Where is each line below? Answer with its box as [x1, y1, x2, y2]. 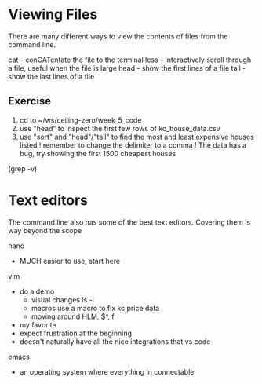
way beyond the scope [8, 225, 82, 235]
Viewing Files [8, 5, 98, 24]
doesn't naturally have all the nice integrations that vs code [19, 336, 211, 346]
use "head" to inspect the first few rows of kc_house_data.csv [19, 123, 221, 133]
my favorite [19, 320, 56, 329]
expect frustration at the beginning [19, 328, 132, 338]
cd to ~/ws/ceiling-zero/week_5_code [19, 115, 142, 125]
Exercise [8, 94, 52, 108]
